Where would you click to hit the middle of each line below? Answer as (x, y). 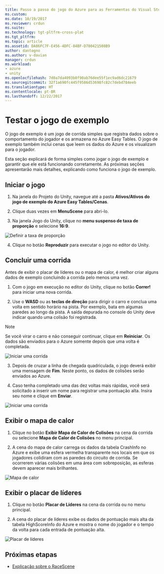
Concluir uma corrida (38, 260)
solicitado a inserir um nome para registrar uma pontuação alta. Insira (82, 390)
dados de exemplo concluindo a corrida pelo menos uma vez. (67, 277)
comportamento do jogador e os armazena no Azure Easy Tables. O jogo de (81, 139)
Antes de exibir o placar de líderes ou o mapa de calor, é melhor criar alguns (82, 272)
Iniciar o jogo (25, 185)
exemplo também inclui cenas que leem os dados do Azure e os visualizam (81, 144)
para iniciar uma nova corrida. (42, 292)
